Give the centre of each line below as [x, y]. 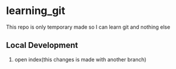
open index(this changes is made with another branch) [80, 59]
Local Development [42, 45]
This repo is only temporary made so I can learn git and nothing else [88, 27]
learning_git [36, 11]
